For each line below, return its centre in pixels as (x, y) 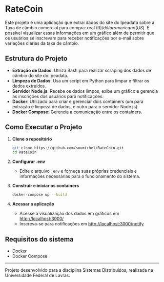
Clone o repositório (32, 139)
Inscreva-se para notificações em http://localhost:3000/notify (82, 224)
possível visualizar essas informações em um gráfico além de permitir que (80, 33)
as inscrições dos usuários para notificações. (58, 96)
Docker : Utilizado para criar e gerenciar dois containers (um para (78, 101)
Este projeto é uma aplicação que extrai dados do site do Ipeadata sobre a (80, 22)
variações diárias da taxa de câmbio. (42, 43)
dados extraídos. (29, 86)
